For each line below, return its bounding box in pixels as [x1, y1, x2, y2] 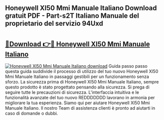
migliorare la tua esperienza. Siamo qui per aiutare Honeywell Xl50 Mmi [5, 100, 150, 106]
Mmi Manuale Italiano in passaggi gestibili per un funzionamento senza [5, 74, 149, 80]
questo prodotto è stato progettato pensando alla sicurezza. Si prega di [5, 84, 150, 90]
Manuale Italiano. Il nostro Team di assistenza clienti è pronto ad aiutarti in [5, 105, 156, 111]
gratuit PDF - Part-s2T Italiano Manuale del [5, 12, 139, 20]
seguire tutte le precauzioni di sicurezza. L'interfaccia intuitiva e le [5, 89, 139, 95]
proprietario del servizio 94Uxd [5, 19, 103, 28]
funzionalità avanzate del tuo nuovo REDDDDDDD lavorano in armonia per [5, 95, 155, 100]
